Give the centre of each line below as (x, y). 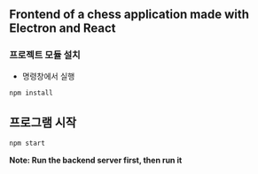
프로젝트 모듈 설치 (45, 55)
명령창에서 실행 (48, 76)
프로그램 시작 (43, 122)
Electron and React (63, 29)
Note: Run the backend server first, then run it (96, 160)
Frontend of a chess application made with (129, 15)
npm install (31, 93)
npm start (27, 144)
